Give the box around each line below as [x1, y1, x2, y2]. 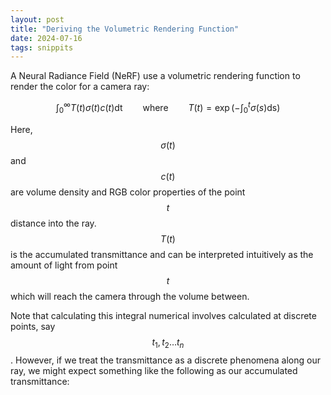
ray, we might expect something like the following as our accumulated [10, 364, 298, 376]
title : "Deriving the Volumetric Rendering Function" [10, 24, 240, 34]
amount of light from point [10, 259, 118, 271]
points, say [10, 320, 56, 332]
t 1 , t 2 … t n [151, 336, 185, 350]
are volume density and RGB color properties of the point [10, 186, 246, 198]
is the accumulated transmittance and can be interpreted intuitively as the [10, 248, 314, 260]
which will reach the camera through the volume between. [10, 290, 250, 302]
